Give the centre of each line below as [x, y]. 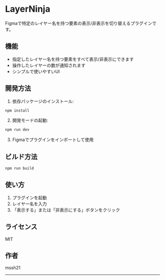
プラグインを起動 [29, 197]
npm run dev [17, 130]
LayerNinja [28, 9]
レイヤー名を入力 [29, 204]
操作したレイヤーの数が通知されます [49, 65]
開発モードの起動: [30, 120]
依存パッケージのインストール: [43, 101]
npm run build [20, 168]
